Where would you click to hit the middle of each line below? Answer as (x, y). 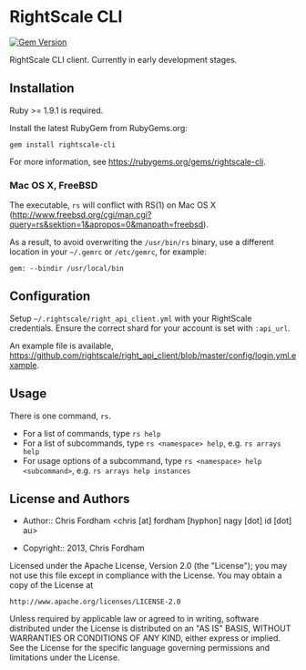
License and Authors (70, 499)
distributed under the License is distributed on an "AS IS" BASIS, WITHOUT (150, 629)
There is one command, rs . (61, 416)
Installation (42, 88)
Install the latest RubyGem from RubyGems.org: (99, 128)
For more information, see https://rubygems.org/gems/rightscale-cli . (138, 161)
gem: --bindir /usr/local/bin (67, 269)
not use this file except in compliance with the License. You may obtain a (146, 575)
